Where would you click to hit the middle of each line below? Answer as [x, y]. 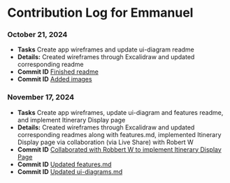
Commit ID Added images [55, 79]
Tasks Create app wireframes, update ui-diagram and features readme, [120, 112]
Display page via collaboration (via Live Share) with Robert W [105, 142]
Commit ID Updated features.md [64, 164]
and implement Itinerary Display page [71, 120]
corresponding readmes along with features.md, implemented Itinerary [119, 134]
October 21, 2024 [37, 35]
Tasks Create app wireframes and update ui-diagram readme [106, 49]
